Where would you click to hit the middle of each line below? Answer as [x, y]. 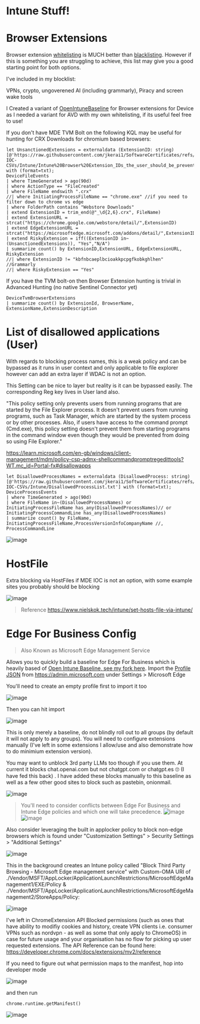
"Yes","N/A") [94, 244]
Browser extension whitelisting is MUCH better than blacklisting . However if [99, 55]
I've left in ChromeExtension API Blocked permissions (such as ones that [95, 920]
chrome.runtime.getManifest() [44, 1003]
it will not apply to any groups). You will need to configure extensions [91, 738]
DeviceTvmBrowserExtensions [41, 298]
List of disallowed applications [83, 332]
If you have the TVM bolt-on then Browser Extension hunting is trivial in [94, 281]
